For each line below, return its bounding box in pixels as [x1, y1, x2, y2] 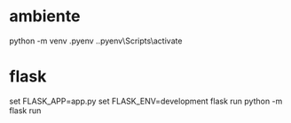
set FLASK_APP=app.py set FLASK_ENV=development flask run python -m [9, 96, 283, 106]
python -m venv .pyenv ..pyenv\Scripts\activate [9, 35, 183, 46]
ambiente [9, 6, 81, 27]
